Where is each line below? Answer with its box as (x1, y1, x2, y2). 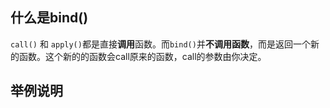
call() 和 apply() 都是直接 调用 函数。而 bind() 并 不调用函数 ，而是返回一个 (10, 38, 311, 50)
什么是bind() (10, 9, 89, 27)
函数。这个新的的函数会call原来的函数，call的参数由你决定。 (18, 50, 267, 62)
